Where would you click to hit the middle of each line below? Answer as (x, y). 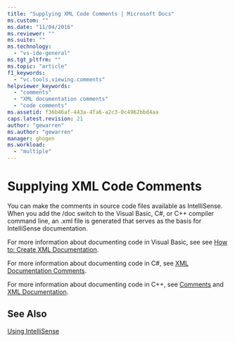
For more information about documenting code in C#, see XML (98, 263)
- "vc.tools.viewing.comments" (59, 79)
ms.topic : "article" (38, 66)
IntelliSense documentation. (47, 228)
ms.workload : (26, 145)
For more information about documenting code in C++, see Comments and (115, 284)
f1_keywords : (26, 73)
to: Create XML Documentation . (53, 249)
